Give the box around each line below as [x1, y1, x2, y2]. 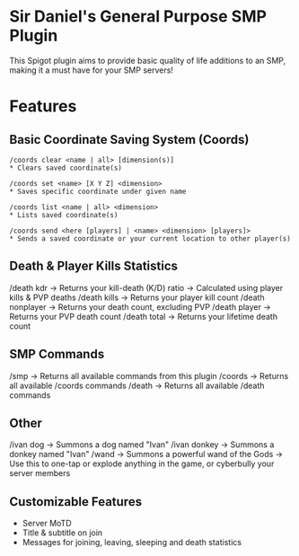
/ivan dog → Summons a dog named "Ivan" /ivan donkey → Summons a [9, 439, 275, 450]
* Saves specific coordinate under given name [9, 187, 187, 196]
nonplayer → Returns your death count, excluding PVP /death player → [9, 301, 271, 312]
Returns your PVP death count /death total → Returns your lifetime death [9, 311, 278, 322]
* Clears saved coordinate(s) [9, 163, 123, 172]
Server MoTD [22, 518, 72, 529]
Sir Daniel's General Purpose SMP [9, 6, 268, 27]
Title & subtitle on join [22, 527, 103, 538]
